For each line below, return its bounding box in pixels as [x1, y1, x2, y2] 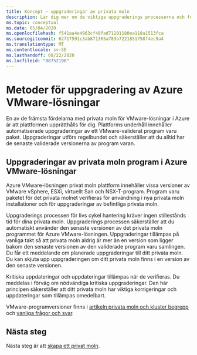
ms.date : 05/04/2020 [6, 25, 57, 31]
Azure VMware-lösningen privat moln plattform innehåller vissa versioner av [6, 182, 191, 189]
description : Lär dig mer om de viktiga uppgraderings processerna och [6, 14, 185, 20]
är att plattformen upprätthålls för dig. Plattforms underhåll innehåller [6, 121, 172, 128]
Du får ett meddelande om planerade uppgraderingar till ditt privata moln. [6, 249, 184, 256]
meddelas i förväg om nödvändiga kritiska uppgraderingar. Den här [6, 280, 168, 287]
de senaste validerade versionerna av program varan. [6, 140, 135, 147]
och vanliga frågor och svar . [6, 310, 74, 317]
